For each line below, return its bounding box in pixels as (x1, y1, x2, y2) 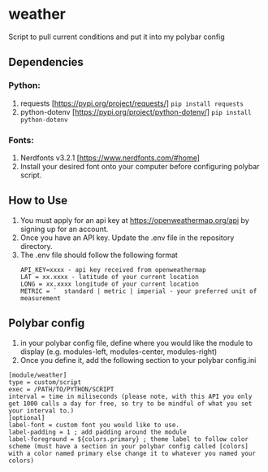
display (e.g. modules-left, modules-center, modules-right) (19, 347, 218, 356)
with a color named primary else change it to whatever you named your (8, 449, 256, 457)
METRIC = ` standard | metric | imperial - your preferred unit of (19, 286, 257, 295)
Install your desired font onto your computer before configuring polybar (19, 161, 260, 171)
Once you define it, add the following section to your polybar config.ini (19, 355, 257, 365)
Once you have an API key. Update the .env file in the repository (19, 233, 235, 243)
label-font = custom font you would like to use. (8, 421, 180, 429)
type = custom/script (8, 378, 82, 387)
